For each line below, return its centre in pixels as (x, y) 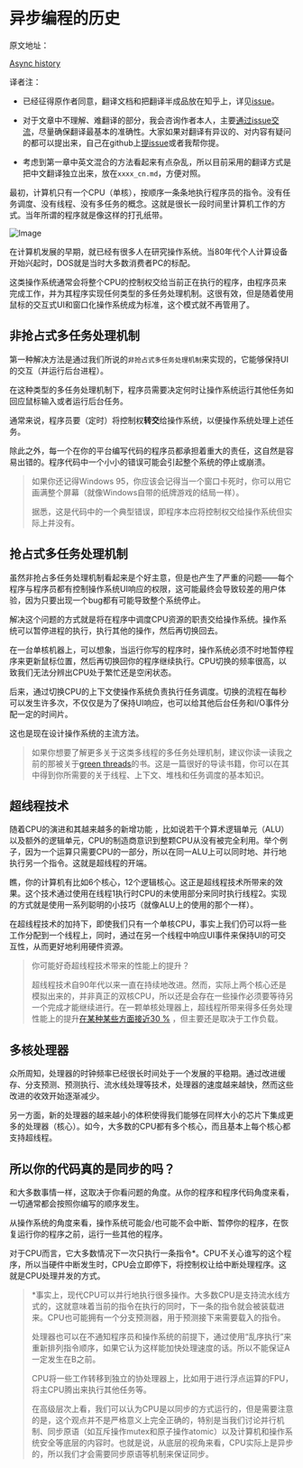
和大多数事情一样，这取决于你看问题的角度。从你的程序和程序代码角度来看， (151, 1192)
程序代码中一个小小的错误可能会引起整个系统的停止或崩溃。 (159, 462)
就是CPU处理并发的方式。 (57, 1276)
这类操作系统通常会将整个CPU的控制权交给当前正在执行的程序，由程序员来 (148, 282)
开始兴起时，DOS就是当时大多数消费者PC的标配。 (102, 263)
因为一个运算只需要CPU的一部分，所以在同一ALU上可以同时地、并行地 (156, 852)
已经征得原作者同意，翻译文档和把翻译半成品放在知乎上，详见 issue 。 (151, 101)
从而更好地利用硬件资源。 (80, 946)
